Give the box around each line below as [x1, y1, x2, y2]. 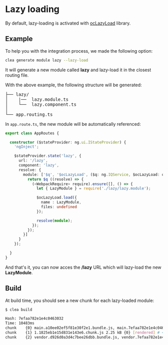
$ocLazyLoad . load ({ [36, 195, 77, 200]
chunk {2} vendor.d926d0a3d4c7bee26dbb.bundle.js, [5, 334, 120, 339]
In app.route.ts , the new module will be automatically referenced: [5, 121, 141, 127]
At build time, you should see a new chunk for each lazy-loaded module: [5, 297, 154, 303]
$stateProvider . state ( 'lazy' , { [14, 153, 81, 158]
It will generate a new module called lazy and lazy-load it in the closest [5, 67, 151, 73]
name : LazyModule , [40, 200, 81, 205]
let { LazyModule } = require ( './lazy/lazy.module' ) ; [36, 186, 151, 191]
